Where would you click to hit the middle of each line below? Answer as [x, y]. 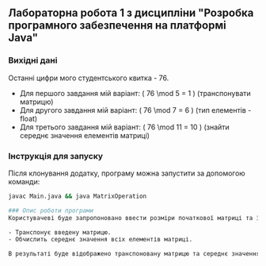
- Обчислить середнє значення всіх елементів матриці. [101, 240]
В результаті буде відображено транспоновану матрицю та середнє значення [134, 254]
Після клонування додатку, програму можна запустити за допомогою [127, 173]
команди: [24, 181]
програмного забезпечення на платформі [118, 26]
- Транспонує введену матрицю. [60, 232]
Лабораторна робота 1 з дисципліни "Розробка [131, 13]
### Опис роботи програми [51, 210]
